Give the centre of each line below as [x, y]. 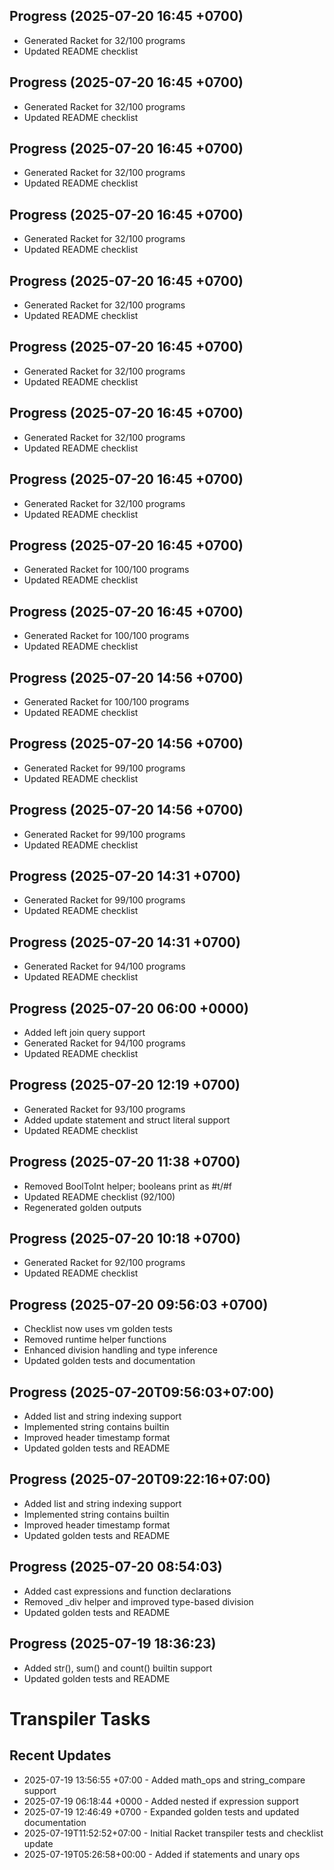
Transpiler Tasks [80, 1718]
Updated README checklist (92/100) [99, 1196]
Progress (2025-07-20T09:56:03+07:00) [142, 1392]
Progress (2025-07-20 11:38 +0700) [125, 1162]
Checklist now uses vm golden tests [98, 1329]
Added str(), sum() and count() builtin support [118, 1668]
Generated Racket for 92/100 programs [104, 1263]
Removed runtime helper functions [95, 1340]
